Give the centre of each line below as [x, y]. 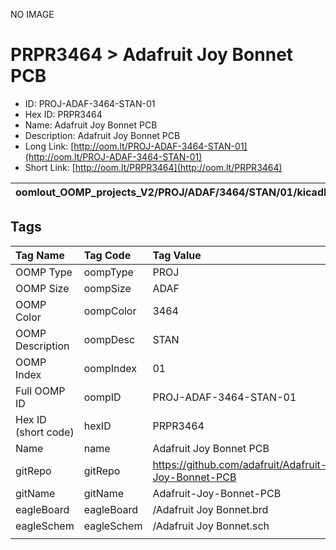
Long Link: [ [49, 146]
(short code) [45, 432]
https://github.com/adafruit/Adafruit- [240, 464]
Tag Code [107, 255]
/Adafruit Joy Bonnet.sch [211, 526]
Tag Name [40, 255]
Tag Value [177, 255]
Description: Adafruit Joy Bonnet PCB [102, 135]
